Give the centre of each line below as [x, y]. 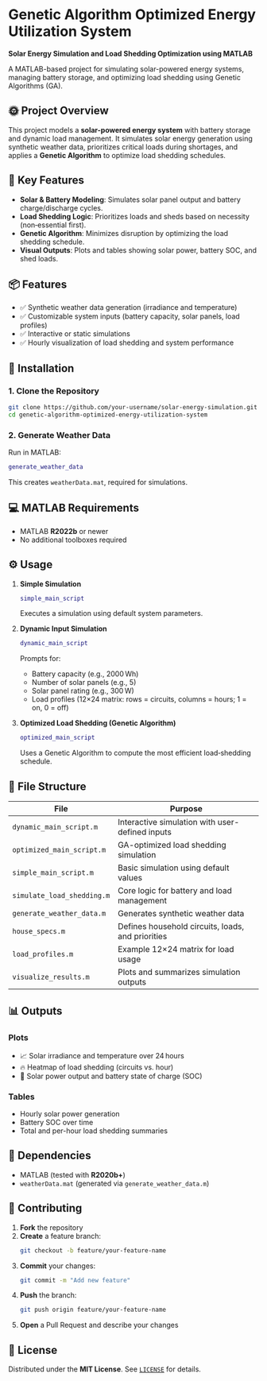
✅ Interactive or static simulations [75, 334]
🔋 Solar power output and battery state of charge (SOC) [111, 1076]
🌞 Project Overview [58, 111]
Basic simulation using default [174, 868]
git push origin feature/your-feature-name [93, 1310]
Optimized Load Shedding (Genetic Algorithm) [98, 723]
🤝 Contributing [45, 1208]
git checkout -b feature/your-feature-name [93, 1250]
